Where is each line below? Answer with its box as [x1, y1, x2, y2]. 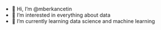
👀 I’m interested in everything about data [11, 12, 111, 18]
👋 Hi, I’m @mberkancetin [11, 6, 73, 12]
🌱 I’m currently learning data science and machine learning [11, 18, 155, 24]
